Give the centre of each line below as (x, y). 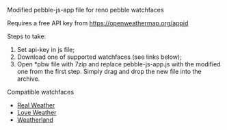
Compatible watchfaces (40, 92)
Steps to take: (27, 36)
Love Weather (37, 113)
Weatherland (35, 120)
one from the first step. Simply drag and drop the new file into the (109, 71)
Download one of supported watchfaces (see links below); (99, 57)
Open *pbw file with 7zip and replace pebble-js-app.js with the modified (119, 64)
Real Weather (36, 105)
